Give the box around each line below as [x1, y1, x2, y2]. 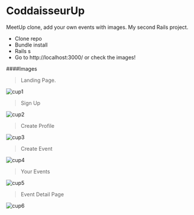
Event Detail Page [20, 190, 64, 198]
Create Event [20, 145, 53, 152]
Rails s [14, 47, 31, 54]
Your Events [20, 168, 50, 175]
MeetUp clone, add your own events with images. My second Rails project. [6, 24, 189, 31]
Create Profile [20, 122, 55, 129]
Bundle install [14, 41, 48, 48]
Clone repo [14, 35, 43, 42]
